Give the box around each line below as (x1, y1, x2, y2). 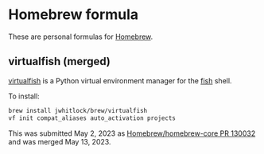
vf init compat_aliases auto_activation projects (8, 114, 177, 122)
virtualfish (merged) (8, 55, 111, 68)
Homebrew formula (8, 6, 139, 24)
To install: (8, 91, 40, 101)
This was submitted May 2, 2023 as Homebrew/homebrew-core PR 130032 (8, 129, 256, 138)
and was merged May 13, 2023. (8, 137, 111, 146)
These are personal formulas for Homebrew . (8, 32, 153, 41)
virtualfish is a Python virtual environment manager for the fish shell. (8, 75, 232, 85)
